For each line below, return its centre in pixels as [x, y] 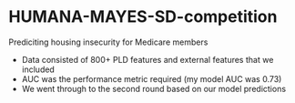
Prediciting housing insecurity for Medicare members [108, 42]
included [38, 69]
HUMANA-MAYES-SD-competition [143, 17]
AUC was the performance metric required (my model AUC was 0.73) [152, 78]
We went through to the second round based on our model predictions [154, 88]
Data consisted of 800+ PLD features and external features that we [147, 59]
